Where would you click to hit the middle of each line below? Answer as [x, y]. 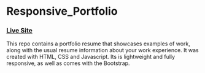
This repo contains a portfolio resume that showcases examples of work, [98, 44]
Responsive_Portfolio [62, 11]
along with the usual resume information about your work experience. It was [103, 50]
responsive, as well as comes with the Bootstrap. [68, 63]
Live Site [19, 31]
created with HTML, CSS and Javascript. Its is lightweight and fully [91, 57]
